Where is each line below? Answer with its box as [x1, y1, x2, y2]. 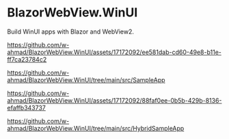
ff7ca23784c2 [7, 55, 47, 63]
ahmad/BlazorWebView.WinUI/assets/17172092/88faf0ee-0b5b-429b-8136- [7, 96, 222, 104]
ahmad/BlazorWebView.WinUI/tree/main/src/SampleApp [7, 75, 165, 84]
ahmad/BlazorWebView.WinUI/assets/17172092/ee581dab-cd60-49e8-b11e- [7, 48, 222, 56]
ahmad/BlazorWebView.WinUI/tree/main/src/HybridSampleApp [7, 124, 185, 132]
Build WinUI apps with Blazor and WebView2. [7, 27, 135, 36]
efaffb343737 [7, 103, 46, 112]
